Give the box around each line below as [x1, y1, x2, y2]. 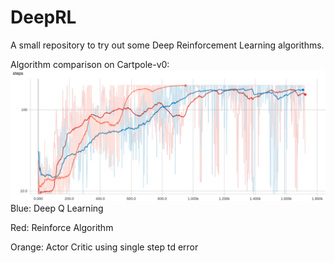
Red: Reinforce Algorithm [10, 221, 114, 233]
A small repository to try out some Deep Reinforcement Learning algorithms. [10, 39, 325, 51]
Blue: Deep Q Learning [10, 202, 104, 214]
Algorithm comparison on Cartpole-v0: [10, 58, 170, 70]
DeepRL [10, 6, 77, 29]
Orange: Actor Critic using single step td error [10, 241, 199, 253]
